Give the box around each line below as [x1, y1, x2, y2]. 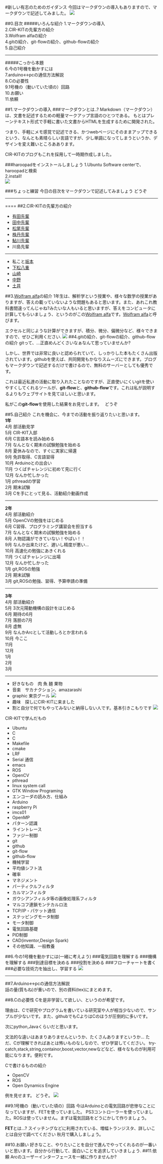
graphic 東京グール [12, 693, 50, 698]
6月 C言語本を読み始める [5, 436, 55, 441]
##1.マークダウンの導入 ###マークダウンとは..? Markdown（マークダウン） [5, 106, 155, 112]
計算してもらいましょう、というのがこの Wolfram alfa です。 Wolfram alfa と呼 [5, 311, 157, 317]
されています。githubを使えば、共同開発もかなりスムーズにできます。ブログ [5, 356, 157, 362]
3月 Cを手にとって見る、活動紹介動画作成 [5, 490, 88, 496]
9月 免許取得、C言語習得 [5, 454, 55, 460]
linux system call [12, 783, 46, 788]
